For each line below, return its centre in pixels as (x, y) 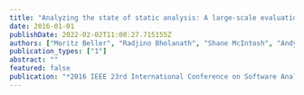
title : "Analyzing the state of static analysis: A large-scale (133, 18)
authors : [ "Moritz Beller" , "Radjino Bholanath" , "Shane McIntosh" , (141, 43)
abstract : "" (34, 60)
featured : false (40, 69)
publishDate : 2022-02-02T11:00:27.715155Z (90, 34)
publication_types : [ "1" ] (58, 52)
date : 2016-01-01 (42, 26)
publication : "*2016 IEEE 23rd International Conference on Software (143, 77)
